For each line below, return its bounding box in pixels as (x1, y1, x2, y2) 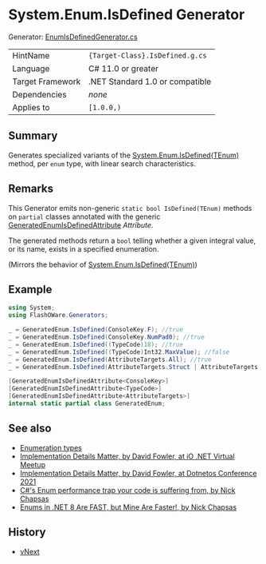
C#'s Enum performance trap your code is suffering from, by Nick (19, 485, 236, 494)
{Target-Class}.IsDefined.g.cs (88, 50, 207, 60)
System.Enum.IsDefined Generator (8, 6, 245, 24)
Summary (8, 129, 58, 143)
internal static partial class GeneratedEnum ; (8, 399, 166, 407)
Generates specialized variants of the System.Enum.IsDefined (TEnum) (8, 150, 240, 160)
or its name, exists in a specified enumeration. (8, 244, 159, 253)
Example (8, 282, 53, 296)
